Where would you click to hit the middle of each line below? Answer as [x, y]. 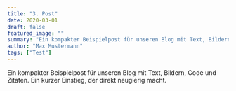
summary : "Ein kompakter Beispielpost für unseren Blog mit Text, [106, 40]
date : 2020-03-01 [33, 20]
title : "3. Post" [33, 14]
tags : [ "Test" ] [29, 53]
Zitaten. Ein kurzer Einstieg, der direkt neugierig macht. [87, 80]
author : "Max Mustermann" [45, 46]
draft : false [26, 27]
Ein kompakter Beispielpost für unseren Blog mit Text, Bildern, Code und [112, 72]
